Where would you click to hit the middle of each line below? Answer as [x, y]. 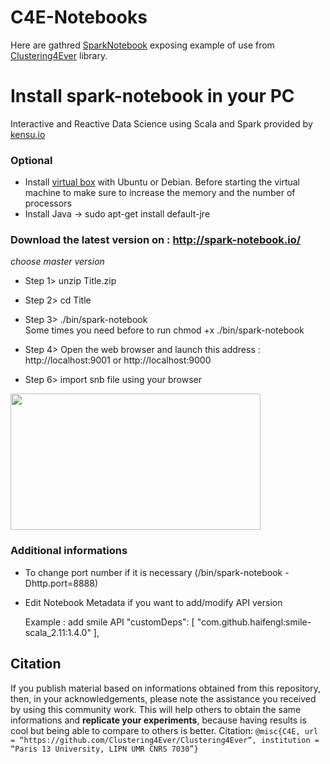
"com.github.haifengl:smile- [254, 622]
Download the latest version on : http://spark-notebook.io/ [156, 240]
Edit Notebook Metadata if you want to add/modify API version [153, 602]
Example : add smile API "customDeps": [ [109, 622]
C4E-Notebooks [79, 17]
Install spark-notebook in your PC [152, 96]
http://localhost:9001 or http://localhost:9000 [118, 360]
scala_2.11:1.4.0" [58, 632]
